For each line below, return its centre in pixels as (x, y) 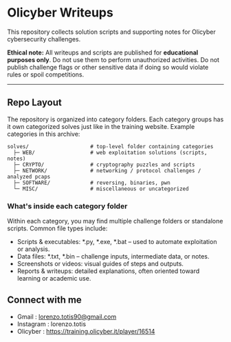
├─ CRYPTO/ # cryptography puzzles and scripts (104, 164)
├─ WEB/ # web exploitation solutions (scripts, (110, 152)
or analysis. (33, 249)
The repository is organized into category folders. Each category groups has (115, 119)
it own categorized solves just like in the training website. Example (101, 126)
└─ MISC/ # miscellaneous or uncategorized (101, 189)
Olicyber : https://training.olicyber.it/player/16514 (86, 331)
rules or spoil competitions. (46, 74)
